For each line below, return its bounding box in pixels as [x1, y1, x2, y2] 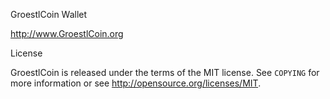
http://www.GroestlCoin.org [10, 28, 124, 39]
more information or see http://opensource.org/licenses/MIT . [10, 77, 262, 89]
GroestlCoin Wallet [10, 9, 88, 20]
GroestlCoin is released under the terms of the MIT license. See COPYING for [10, 67, 320, 78]
